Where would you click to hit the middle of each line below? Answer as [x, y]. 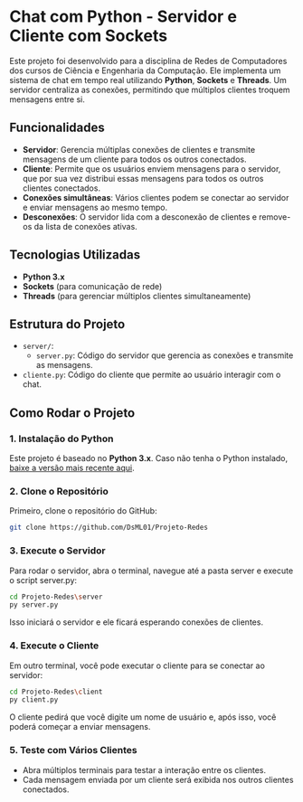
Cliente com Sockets [89, 36]
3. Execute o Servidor [57, 551]
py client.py [34, 700]
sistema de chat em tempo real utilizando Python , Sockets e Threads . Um [148, 80]
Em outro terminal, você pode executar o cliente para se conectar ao [137, 665]
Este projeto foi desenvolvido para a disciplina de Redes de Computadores [148, 61]
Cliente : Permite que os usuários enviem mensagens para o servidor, [151, 168]
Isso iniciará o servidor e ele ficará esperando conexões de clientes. [137, 622]
